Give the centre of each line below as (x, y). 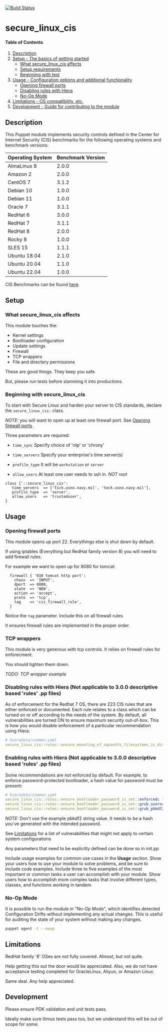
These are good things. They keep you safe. (50, 371)
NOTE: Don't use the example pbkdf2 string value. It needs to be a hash (79, 819)
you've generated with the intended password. (53, 824)
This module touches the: (31, 325)
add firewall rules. (24, 557)
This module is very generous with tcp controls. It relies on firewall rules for (83, 650)
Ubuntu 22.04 (24, 272)
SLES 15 (18, 247)
